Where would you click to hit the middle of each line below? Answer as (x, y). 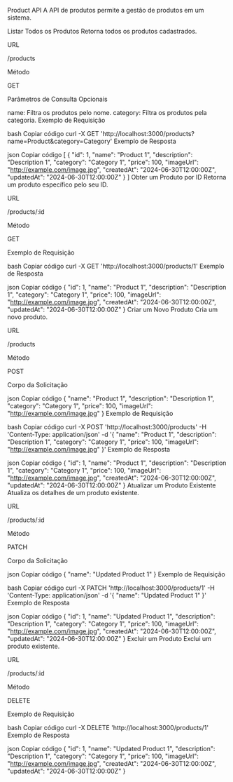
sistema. (19, 18)
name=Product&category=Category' (60, 141)
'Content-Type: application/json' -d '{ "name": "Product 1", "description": (112, 434)
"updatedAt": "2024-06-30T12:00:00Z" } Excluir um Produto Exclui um (110, 639)
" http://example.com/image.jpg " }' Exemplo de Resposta (89, 449)
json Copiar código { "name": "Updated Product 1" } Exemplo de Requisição (116, 574)
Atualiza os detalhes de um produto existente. (73, 493)
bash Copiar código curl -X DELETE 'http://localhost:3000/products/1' (108, 728)
